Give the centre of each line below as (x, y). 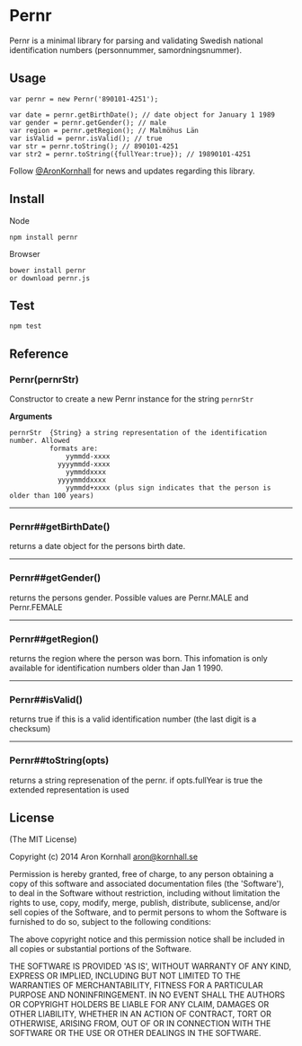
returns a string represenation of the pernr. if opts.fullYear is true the (136, 780)
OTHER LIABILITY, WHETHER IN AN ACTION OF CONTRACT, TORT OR (140, 1014)
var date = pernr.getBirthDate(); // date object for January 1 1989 (142, 115)
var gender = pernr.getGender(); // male (88, 122)
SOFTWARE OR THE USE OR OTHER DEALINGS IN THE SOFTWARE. (135, 1033)
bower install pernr (48, 270)
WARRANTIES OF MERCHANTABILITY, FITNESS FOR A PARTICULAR (136, 986)
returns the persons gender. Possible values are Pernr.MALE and (129, 598)
